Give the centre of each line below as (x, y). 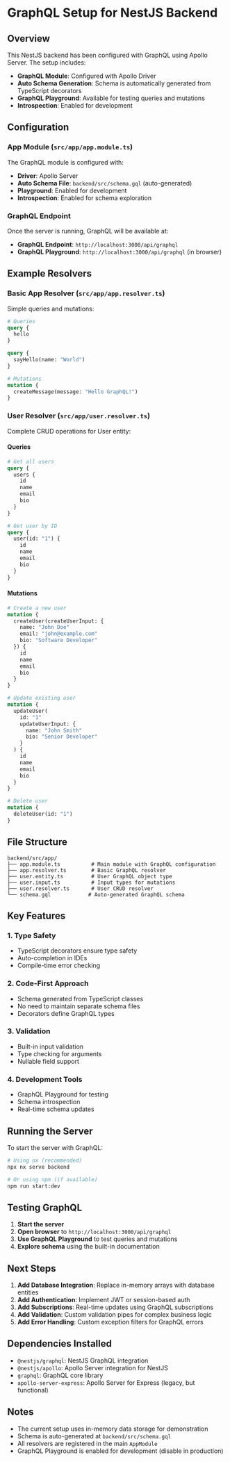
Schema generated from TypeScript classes (80, 999)
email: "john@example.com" (59, 634)
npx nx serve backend (39, 1167)
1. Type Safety (32, 935)
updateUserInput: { (48, 724)
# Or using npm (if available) (52, 1179)
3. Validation (29, 1031)
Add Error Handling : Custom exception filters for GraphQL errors (110, 1322)
